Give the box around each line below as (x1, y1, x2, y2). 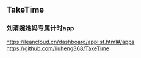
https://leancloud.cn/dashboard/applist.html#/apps (6, 38, 135, 45)
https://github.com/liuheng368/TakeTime (6, 45, 110, 52)
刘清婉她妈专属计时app (6, 24, 74, 33)
